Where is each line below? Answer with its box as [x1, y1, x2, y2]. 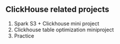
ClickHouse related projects [5, 5, 109, 14]
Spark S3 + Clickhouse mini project [13, 20, 100, 27]
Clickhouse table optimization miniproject [13, 26, 114, 33]
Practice [13, 32, 35, 39]
